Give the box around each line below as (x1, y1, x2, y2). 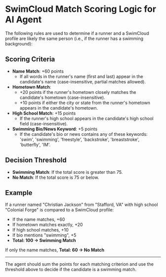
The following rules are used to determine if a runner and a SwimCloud (5, 30, 149, 36)
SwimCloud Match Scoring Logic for (5, 3, 157, 15)
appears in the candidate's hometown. (19, 105, 98, 111)
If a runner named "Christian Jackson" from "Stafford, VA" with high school (5, 201, 158, 208)
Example (5, 189, 33, 197)
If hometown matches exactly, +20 (12, 222, 83, 228)
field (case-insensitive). (19, 120, 68, 126)
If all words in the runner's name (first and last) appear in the (19, 73, 143, 79)
